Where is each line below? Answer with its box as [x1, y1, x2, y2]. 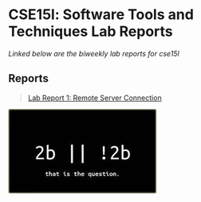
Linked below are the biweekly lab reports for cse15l [8, 49, 179, 58]
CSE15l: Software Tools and [8, 6, 194, 24]
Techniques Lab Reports [8, 22, 173, 41]
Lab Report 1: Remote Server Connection [27, 93, 162, 103]
